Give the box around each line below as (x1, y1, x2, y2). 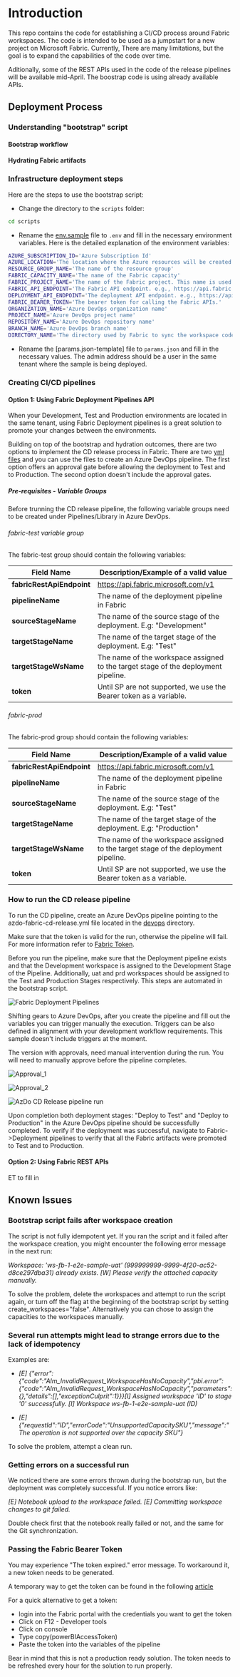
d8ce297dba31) (8, 1268, 54, 1277)
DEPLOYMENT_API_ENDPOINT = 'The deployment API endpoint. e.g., (8, 292, 197, 299)
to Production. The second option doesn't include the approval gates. (8, 471, 212, 479)
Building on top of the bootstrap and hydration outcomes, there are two (8, 440, 217, 448)
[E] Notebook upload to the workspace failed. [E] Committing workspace (8, 1497, 223, 1506)
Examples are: (8, 1355, 50, 1363)
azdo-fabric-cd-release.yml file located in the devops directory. (8, 918, 195, 927)
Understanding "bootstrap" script (8, 123, 128, 133)
